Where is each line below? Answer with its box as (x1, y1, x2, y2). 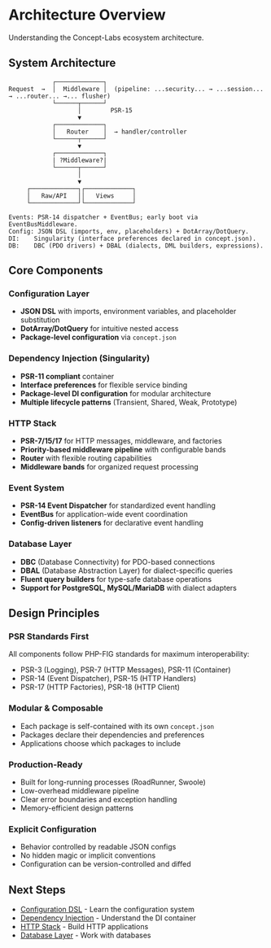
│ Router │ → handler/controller (51, 128, 187, 136)
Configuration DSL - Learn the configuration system (20, 905, 195, 915)
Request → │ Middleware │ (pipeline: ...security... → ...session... (8, 85, 264, 93)
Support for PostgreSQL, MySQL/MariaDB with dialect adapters (20, 583, 238, 592)
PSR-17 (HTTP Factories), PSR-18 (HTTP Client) (20, 682, 181, 692)
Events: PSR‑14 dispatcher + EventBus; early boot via (8, 213, 199, 221)
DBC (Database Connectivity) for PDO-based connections (20, 557, 216, 566)
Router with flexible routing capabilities (20, 453, 152, 463)
